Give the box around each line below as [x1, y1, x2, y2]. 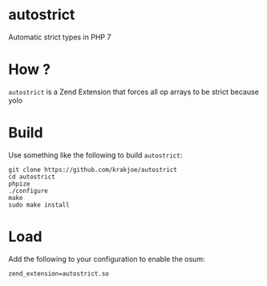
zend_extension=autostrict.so [8, 269, 110, 278]
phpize [8, 179, 30, 188]
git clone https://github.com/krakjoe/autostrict [8, 165, 178, 174]
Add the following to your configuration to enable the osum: [8, 254, 205, 264]
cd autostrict [8, 173, 56, 181]
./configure [8, 186, 48, 194]
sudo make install [8, 201, 70, 209]
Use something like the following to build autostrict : [8, 150, 183, 160]
